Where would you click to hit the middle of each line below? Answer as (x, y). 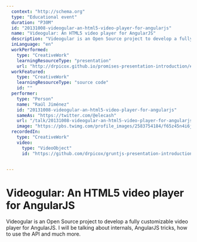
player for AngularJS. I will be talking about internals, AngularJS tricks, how (97, 228)
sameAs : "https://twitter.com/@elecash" (67, 115)
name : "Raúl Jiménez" (43, 104)
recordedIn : (26, 132)
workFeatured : (28, 72)
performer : (25, 93)
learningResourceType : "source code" (63, 83)
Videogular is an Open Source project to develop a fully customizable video (97, 221)
